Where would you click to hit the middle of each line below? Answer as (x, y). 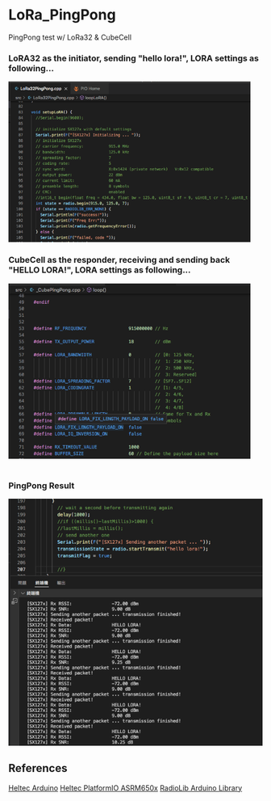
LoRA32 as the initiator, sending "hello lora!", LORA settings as (134, 58)
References (38, 768)
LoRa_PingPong (62, 15)
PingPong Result (42, 485)
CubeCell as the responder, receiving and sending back (119, 260)
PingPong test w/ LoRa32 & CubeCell (70, 37)
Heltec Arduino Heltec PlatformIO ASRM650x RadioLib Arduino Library (125, 788)
